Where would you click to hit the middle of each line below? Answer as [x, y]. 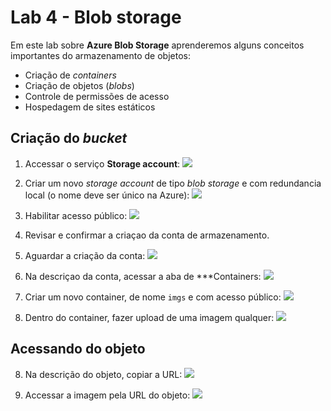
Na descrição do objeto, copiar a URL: [103, 374]
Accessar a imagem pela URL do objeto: [107, 395]
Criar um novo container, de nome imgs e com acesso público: [153, 297]
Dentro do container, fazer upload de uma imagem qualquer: [149, 317]
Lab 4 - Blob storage [96, 17]
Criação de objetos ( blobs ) [79, 85]
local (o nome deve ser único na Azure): [107, 195]
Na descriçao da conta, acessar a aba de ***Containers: [143, 276]
